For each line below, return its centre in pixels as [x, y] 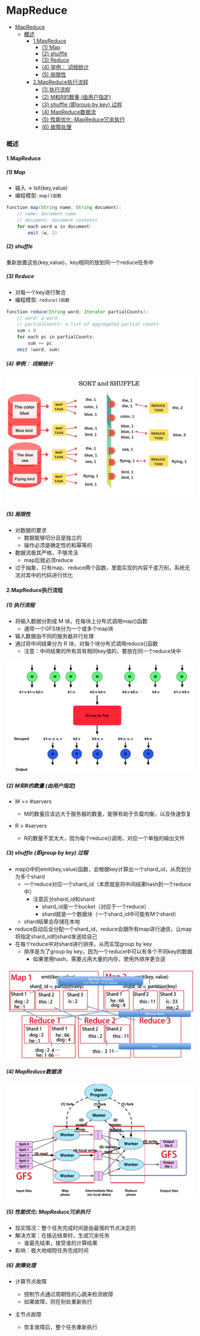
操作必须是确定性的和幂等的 [58, 545]
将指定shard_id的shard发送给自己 [56, 936]
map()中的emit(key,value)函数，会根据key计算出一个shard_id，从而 [98, 869]
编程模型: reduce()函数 [42, 299]
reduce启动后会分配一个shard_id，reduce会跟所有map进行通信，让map [103, 929]
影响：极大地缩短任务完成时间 [51, 1250]
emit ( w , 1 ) [43, 233]
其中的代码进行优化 [49, 575]
